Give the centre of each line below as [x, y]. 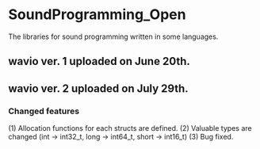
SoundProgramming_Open [97, 15]
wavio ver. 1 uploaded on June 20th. [99, 61]
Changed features [44, 111]
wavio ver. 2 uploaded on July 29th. [98, 88]
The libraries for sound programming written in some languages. [113, 36]
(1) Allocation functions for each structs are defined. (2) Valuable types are [130, 128]
